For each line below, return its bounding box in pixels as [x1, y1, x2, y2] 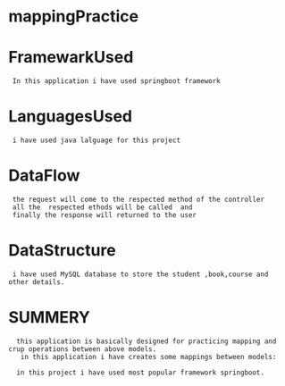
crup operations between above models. [8, 344, 157, 354]
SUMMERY [8, 307, 91, 328]
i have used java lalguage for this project [12, 136, 180, 145]
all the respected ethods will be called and [12, 203, 193, 212]
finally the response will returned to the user [12, 211, 197, 220]
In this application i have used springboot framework [12, 77, 221, 86]
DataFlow [8, 165, 80, 186]
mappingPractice [8, 6, 139, 27]
